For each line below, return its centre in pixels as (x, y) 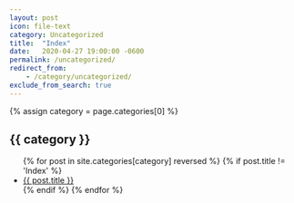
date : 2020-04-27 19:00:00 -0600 (77, 52)
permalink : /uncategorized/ (63, 60)
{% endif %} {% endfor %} (73, 190)
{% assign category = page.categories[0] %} (94, 111)
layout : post (34, 18)
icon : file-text (40, 26)
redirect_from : (38, 69)
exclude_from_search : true (61, 85)
